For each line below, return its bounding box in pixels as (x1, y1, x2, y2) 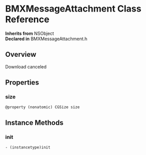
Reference (5, 14, 49, 25)
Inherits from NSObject (5, 30, 54, 36)
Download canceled (5, 63, 47, 69)
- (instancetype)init (5, 145, 51, 150)
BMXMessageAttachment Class (5, 3, 142, 15)
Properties (5, 79, 39, 87)
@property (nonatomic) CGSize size (5, 105, 80, 110)
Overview (5, 50, 37, 59)
